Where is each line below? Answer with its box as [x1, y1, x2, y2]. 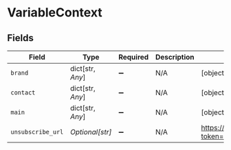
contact [10, 89, 36, 97]
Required [118, 53, 149, 62]
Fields [7, 32, 34, 44]
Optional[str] [69, 127, 112, 136]
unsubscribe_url [10, 128, 64, 136]
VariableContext [7, 5, 103, 21]
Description [155, 53, 195, 62]
